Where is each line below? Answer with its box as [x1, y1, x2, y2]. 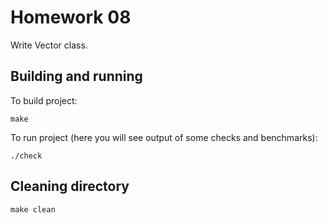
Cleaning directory [10, 178, 130, 195]
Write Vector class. [10, 39, 88, 51]
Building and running [10, 68, 143, 85]
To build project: [10, 94, 78, 106]
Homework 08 [10, 6, 132, 29]
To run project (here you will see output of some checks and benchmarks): [10, 131, 318, 143]
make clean [10, 204, 56, 215]
